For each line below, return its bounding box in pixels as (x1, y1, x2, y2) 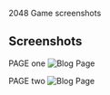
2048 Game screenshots (8, 8, 102, 18)
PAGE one (8, 58, 46, 69)
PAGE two (8, 75, 46, 86)
